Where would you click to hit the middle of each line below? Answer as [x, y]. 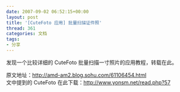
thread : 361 [21, 28]
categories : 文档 [27, 34]
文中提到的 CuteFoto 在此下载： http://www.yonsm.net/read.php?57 [89, 82]
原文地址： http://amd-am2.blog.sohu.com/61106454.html [76, 75]
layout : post [22, 17]
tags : [13, 39]
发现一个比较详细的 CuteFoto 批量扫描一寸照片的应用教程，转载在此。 [91, 62]
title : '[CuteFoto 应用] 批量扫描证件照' [54, 23]
